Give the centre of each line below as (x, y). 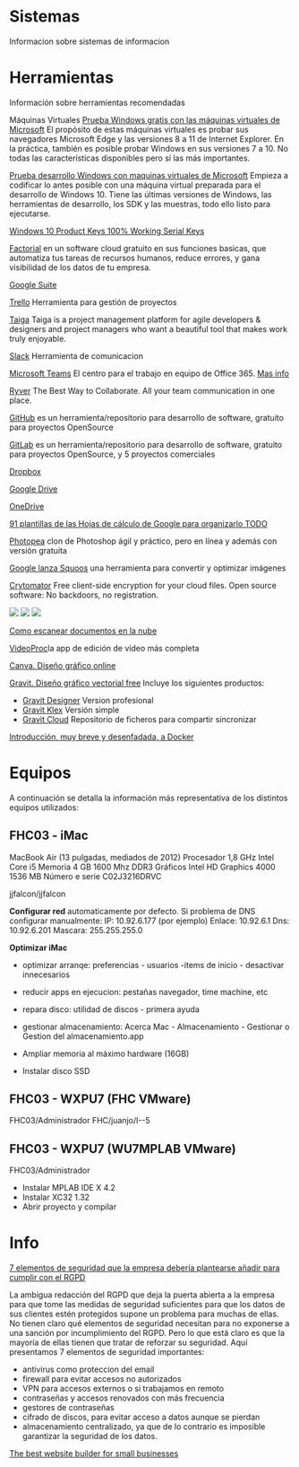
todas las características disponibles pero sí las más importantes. (130, 158)
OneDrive (27, 506)
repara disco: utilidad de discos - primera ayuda (111, 1009)
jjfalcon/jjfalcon (38, 894)
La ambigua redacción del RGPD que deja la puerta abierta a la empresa (142, 1295)
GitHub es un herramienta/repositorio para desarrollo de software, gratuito (147, 417)
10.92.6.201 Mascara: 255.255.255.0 (76, 930)
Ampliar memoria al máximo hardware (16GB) (106, 1053)
